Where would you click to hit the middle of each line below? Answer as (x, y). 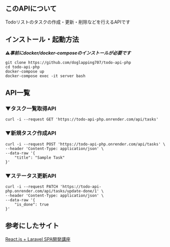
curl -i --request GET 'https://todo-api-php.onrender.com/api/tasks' (82, 119)
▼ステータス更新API (31, 176)
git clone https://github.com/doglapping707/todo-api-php (68, 62)
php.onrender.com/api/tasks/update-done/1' (52, 191)
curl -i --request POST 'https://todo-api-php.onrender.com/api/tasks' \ (86, 144)
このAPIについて (31, 9)
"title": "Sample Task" (40, 157)
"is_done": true (32, 204)
